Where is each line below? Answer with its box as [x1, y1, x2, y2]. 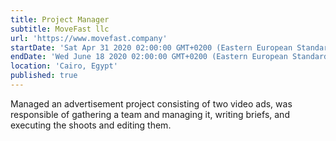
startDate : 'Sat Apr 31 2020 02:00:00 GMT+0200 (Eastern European [10, 42, 293, 53]
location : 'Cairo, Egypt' [10, 61, 118, 71]
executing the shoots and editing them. [10, 119, 172, 131]
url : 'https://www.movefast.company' [10, 33, 168, 43]
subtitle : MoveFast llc [10, 24, 110, 34]
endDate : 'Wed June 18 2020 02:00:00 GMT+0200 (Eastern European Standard [10, 52, 329, 62]
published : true [10, 71, 78, 81]
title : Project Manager [10, 14, 110, 25]
